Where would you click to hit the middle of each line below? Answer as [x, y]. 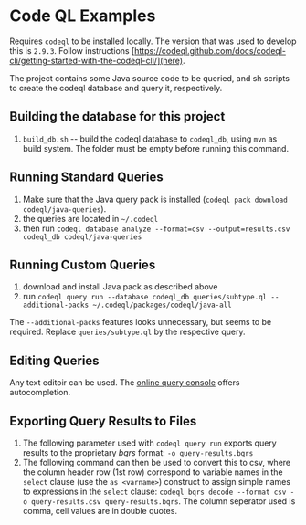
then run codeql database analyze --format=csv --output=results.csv [156, 228]
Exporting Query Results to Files [103, 421]
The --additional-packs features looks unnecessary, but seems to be [141, 322]
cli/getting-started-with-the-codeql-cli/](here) [96, 60]
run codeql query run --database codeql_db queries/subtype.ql [145, 297]
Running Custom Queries [83, 264]
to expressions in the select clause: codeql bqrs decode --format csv [154, 491]
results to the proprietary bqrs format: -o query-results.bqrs [138, 452]
